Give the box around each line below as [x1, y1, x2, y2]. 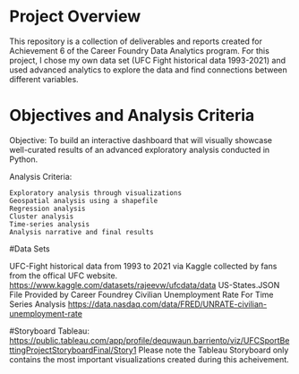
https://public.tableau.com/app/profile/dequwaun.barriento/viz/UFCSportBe [9, 335, 290, 345]
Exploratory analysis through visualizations [9, 188, 182, 198]
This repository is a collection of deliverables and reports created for [9, 36, 262, 47]
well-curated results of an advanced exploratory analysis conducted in [9, 144, 270, 155]
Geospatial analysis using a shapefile [9, 196, 158, 205]
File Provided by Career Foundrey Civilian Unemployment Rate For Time [9, 289, 274, 300]
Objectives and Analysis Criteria [9, 106, 255, 126]
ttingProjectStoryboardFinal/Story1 [9, 344, 137, 355]
